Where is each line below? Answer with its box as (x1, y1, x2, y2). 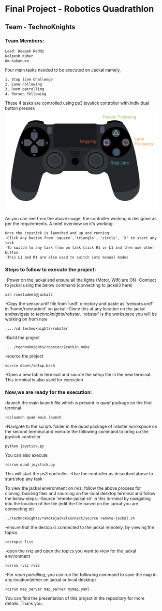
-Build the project (5, 335, 40, 340)
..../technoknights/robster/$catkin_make (5, 345, 90, 350)
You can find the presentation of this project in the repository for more (5, 595, 145, 601)
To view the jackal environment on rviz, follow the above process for (5, 485, 141, 491)
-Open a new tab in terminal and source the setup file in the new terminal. (5, 372, 152, 378)
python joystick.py (5, 444, 44, 449)
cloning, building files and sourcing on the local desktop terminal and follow (5, 491, 156, 497)
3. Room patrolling (5, 86, 44, 92)
